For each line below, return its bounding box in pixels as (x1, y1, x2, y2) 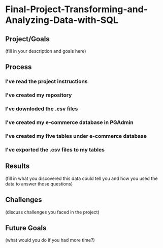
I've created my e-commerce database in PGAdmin (5, 119, 134, 126)
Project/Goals (5, 35, 50, 43)
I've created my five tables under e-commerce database (5, 133, 147, 139)
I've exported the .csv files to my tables (5, 146, 105, 153)
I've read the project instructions (5, 78, 88, 85)
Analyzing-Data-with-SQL (5, 14, 118, 26)
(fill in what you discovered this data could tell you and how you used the (5, 175, 158, 181)
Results (5, 162, 30, 171)
